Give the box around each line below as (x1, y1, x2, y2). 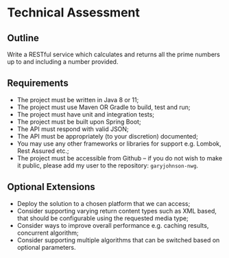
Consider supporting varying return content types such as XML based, (16, 207, 217, 215)
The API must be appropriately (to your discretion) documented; (16, 132, 199, 140)
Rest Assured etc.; (16, 146, 69, 155)
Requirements (7, 78, 69, 89)
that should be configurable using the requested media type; (16, 214, 189, 222)
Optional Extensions (7, 181, 96, 193)
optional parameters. (16, 243, 77, 251)
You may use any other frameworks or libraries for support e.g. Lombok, (16, 139, 221, 148)
